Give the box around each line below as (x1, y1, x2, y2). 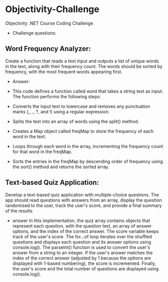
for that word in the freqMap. (12, 149, 73, 155)
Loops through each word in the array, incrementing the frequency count (12, 143, 163, 149)
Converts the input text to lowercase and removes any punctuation (12, 103, 150, 109)
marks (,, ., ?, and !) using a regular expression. (12, 108, 110, 114)
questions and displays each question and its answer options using (12, 239, 151, 245)
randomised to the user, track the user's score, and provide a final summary (5, 202, 162, 208)
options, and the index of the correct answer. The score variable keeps (12, 228, 159, 234)
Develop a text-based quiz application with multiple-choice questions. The (5, 191, 159, 197)
